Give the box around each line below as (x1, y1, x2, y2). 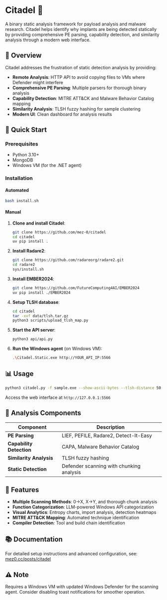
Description (96, 423, 125, 430)
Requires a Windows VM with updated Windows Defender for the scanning (5, 584, 159, 590)
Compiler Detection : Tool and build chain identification (12, 520, 125, 526)
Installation (5, 175, 33, 182)
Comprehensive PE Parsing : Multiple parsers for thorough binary (12, 85, 147, 91)
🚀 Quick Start (5, 125, 47, 134)
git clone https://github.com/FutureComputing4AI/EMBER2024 (12, 285, 140, 290)
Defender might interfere (12, 79, 64, 85)
